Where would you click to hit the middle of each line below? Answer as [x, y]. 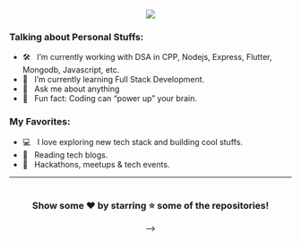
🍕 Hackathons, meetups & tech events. [96, 164]
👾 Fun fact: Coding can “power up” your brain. [109, 99]
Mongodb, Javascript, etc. [71, 70]
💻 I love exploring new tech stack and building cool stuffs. [133, 142]
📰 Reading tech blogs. [65, 155]
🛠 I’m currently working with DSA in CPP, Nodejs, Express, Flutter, [147, 57]
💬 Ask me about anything [71, 89]
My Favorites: [40, 122]
